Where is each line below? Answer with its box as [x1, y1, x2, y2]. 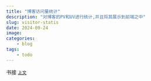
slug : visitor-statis [6, 19, 59, 25]
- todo [16, 52, 33, 58]
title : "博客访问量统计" [6, 8, 60, 15]
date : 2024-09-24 [6, 24, 49, 31]
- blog [16, 41, 33, 47]
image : [6, 30, 22, 36]
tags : [6, 47, 19, 52]
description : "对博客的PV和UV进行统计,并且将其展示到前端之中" [6, 14, 146, 20]
